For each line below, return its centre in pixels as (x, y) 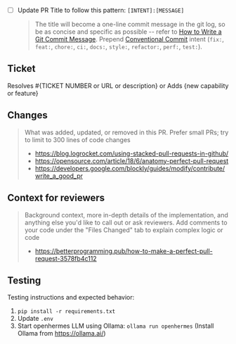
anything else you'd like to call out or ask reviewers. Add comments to (126, 222)
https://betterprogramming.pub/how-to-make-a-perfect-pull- (124, 251)
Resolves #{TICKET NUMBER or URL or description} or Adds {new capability (118, 85)
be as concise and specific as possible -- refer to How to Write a (129, 32)
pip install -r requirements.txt (66, 312)
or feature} (23, 93)
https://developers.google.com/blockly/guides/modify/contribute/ (130, 168)
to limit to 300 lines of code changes (78, 139)
